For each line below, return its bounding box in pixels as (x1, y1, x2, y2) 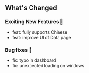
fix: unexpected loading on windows (12, 62, 85, 68)
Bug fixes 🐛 (5, 46, 32, 53)
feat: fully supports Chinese (12, 29, 68, 35)
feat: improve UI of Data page (12, 34, 71, 40)
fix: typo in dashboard (12, 58, 56, 63)
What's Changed (5, 4, 57, 12)
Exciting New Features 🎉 (5, 18, 64, 25)
